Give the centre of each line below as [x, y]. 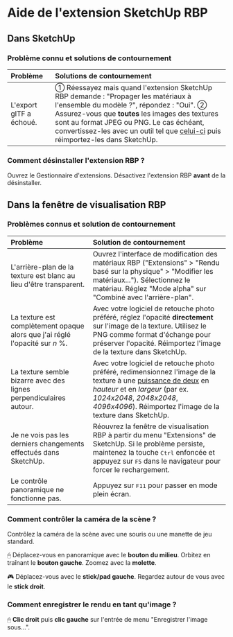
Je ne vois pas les [40, 435]
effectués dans [35, 452]
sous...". [18, 627]
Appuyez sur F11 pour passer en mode [155, 485]
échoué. [24, 122]
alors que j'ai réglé [41, 334]
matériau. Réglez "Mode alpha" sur [149, 288]
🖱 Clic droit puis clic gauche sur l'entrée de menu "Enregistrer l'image [107, 620]
